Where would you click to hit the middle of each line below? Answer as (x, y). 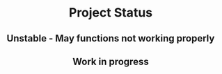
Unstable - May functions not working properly (111, 38)
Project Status (110, 13)
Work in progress (111, 61)
